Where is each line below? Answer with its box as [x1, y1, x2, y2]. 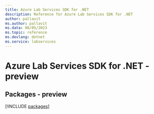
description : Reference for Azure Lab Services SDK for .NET [5, 12, 133, 17]
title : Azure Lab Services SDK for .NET [5, 7, 90, 12]
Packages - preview [5, 90, 67, 99]
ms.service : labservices [5, 39, 56, 44]
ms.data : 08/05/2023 [5, 26, 48, 30]
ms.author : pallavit [5, 21, 48, 26]
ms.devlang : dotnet [5, 35, 45, 40]
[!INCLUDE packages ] [5, 103, 50, 109]
